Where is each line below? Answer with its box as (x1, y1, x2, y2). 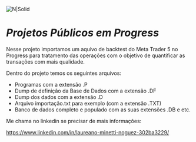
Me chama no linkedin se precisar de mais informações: (6, 117, 142, 124)
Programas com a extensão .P (14, 81, 88, 88)
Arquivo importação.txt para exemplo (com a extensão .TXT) (14, 100, 162, 107)
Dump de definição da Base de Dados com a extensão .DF (14, 87, 157, 94)
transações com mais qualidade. (6, 58, 85, 65)
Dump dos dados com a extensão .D (14, 93, 103, 100)
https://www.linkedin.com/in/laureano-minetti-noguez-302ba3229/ (6, 128, 170, 136)
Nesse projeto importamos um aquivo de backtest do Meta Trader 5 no (6, 45, 178, 52)
